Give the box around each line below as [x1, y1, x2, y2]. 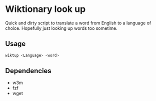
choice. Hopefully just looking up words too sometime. [5, 25, 117, 31]
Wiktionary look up [5, 3, 86, 15]
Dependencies [5, 67, 51, 75]
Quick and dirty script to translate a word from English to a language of [5, 20, 151, 26]
